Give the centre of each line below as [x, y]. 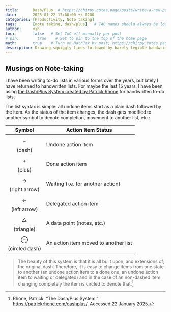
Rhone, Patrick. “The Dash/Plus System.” [55, 299]
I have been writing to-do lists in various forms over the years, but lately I [82, 81]
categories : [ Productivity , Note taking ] [50, 19]
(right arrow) [24, 190]
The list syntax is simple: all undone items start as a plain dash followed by [83, 107]
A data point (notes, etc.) [76, 223]
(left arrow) [24, 209]
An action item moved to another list [89, 243]
